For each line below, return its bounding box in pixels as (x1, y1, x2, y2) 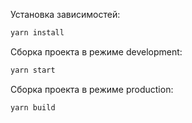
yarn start (10, 65, 56, 75)
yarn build (10, 102, 56, 113)
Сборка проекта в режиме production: (10, 83, 174, 95)
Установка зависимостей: (10, 9, 121, 20)
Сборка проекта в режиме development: (10, 45, 183, 58)
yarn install (10, 28, 65, 38)
